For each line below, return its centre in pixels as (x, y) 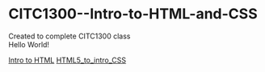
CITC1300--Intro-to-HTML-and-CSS (133, 14)
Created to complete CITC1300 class (69, 36)
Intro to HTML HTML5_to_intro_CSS (67, 60)
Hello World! (29, 44)
